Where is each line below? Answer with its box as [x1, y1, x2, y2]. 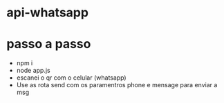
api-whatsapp [6, 5, 89, 21]
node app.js [16, 67, 50, 75]
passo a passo [6, 36, 91, 52]
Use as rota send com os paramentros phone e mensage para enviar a [16, 81, 218, 89]
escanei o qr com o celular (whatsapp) [16, 73, 127, 82]
